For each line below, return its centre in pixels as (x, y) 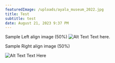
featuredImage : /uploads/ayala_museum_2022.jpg (55, 9)
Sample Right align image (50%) (37, 46)
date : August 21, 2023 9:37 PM (37, 23)
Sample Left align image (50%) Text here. (58, 37)
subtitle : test (21, 18)
